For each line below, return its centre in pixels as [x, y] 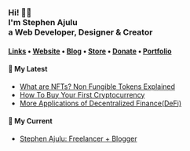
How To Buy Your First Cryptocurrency [82, 94]
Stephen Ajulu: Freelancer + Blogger [78, 138]
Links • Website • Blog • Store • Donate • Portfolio [90, 51]
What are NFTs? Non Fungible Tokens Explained [97, 87]
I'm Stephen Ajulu [43, 22]
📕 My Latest [28, 69]
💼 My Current [30, 121]
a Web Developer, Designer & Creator [80, 32]
